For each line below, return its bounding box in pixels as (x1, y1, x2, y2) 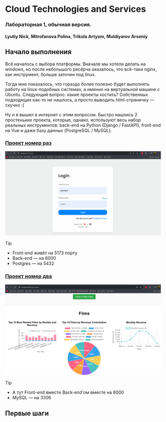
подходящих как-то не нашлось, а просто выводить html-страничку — (5, 96, 155, 102)
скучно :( (5, 102, 25, 108)
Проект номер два (5, 273, 52, 280)
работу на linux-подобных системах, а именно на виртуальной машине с (5, 86, 160, 92)
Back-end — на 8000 (12, 255, 56, 261)
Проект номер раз (5, 140, 52, 146)
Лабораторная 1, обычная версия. (5, 21, 92, 28)
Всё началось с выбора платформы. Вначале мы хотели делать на (5, 61, 146, 67)
